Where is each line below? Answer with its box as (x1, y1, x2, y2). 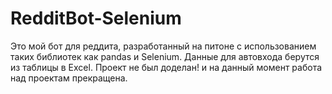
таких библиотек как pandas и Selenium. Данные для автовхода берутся (10, 50, 320, 62)
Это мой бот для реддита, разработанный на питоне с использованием (10, 40, 317, 52)
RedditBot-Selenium (10, 7, 182, 30)
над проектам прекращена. (10, 72, 128, 84)
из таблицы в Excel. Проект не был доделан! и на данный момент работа (10, 61, 323, 73)
